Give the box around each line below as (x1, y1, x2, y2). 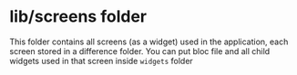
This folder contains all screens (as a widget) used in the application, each (9, 36, 289, 47)
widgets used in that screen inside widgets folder (9, 55, 193, 66)
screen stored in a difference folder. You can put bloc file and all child (9, 45, 271, 56)
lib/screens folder (9, 6, 148, 27)
